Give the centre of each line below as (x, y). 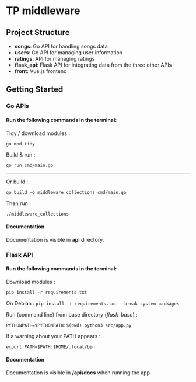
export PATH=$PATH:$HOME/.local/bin (50, 347)
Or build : (17, 182)
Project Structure (38, 32)
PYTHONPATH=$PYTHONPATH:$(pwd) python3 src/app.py (69, 325)
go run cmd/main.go (30, 165)
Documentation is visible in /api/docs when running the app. (79, 373)
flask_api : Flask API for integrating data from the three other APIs (93, 65)
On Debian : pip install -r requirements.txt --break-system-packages (93, 303)
